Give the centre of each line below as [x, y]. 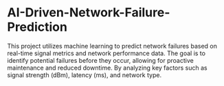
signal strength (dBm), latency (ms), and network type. [85, 75]
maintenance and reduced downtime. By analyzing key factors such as [107, 68]
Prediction [37, 27]
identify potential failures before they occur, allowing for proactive [100, 60]
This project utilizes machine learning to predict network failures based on [112, 46]
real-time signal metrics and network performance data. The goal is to [107, 53]
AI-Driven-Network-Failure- [89, 13]
